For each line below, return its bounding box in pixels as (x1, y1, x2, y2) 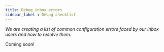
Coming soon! (5, 41, 35, 47)
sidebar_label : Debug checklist (5, 12, 76, 17)
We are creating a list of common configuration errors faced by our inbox (5, 26, 159, 32)
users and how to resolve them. (5, 31, 72, 37)
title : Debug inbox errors (5, 7, 62, 13)
